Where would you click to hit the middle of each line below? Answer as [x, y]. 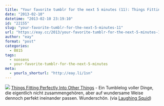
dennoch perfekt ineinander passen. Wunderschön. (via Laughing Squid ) [78, 98]
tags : [10, 55]
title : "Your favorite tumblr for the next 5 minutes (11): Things [75, 10]
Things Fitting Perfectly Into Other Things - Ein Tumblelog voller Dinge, [82, 87]
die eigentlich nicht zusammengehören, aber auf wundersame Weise [74, 93]
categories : [17, 46]
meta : [10, 69]
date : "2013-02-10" [25, 14]
